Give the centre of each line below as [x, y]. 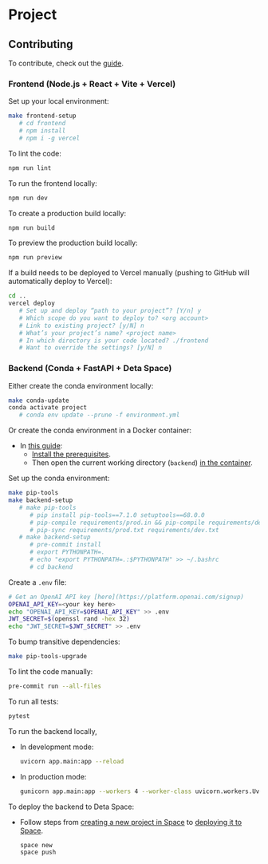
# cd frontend [42, 124]
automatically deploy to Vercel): [60, 282]
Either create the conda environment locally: [81, 385]
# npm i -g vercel [49, 138]
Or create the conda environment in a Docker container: [100, 430]
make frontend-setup [43, 116]
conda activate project [48, 408]
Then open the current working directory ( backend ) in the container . [142, 463]
